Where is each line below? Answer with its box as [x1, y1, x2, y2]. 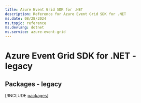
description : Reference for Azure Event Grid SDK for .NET [5, 12, 127, 16]
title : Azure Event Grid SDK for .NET [5, 7, 83, 12]
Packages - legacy [5, 80, 62, 88]
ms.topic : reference [5, 20, 47, 26]
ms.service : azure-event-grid [5, 29, 66, 34]
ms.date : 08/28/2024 [5, 16, 47, 21]
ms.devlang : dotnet [5, 25, 44, 30]
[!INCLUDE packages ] [5, 93, 49, 98]
